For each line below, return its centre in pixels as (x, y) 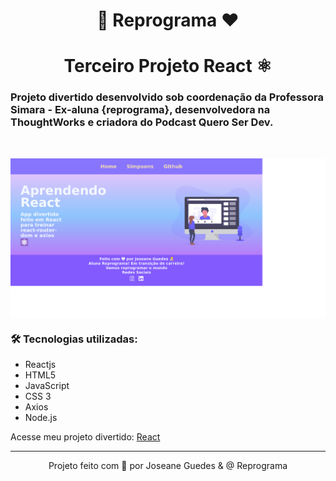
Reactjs (40, 365)
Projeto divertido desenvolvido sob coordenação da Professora (167, 97)
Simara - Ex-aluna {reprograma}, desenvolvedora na (140, 110)
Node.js (41, 418)
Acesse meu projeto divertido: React (85, 437)
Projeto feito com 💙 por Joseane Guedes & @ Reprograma (168, 466)
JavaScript (47, 386)
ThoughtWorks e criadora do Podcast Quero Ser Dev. (142, 122)
